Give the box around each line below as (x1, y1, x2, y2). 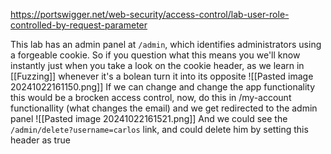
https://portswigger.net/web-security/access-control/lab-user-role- (10, 9, 290, 20)
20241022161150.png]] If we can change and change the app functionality (10, 81, 316, 93)
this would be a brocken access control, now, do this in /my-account (10, 92, 292, 103)
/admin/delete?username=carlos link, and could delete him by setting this (10, 124, 309, 135)
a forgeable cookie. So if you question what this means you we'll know (10, 49, 301, 61)
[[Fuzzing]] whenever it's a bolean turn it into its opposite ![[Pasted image (10, 70, 314, 82)
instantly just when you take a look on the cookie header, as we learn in (10, 60, 305, 71)
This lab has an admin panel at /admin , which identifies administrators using (10, 39, 322, 50)
